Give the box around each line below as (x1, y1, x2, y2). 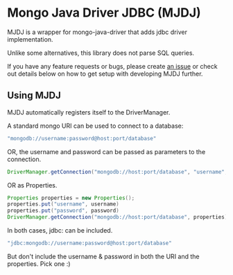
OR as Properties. (7, 181, 58, 189)
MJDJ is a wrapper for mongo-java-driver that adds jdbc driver (7, 28, 187, 36)
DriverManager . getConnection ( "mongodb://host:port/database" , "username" (7, 168, 225, 175)
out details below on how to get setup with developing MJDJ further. (7, 69, 203, 78)
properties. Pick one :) (7, 259, 71, 268)
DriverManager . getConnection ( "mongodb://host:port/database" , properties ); (7, 214, 231, 221)
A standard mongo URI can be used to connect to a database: (7, 122, 184, 130)
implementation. (7, 35, 53, 43)
